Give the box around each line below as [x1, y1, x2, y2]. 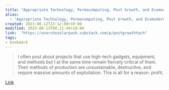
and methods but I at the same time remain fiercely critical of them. [17, 58, 157, 65]
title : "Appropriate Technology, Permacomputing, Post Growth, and [5, 7, 150, 12]
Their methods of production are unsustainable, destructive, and [17, 64, 151, 70]
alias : [5, 12, 19, 17]
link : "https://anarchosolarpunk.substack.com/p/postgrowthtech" [5, 30, 147, 35]
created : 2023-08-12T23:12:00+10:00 [5, 21, 82, 26]
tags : [5, 35, 17, 40]
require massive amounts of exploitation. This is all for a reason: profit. [17, 69, 163, 75]
